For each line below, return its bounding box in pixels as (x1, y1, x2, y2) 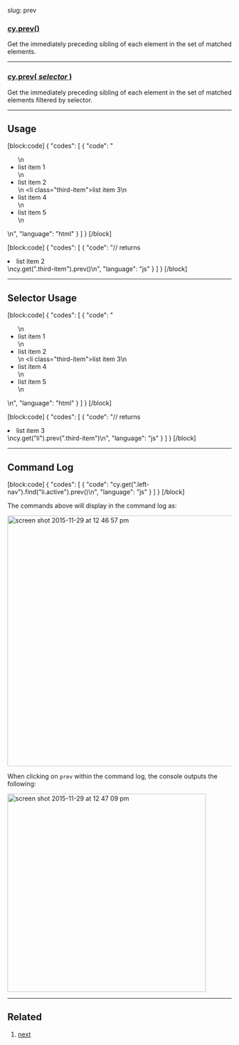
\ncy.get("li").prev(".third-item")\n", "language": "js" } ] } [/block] (7, 434, 197, 443)
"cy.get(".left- (110, 480, 150, 489)
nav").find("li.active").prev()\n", (7, 488, 99, 496)
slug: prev (7, 6, 37, 14)
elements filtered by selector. (7, 95, 93, 104)
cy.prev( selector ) (7, 72, 73, 82)
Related (7, 1011, 43, 1023)
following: (7, 780, 36, 788)
